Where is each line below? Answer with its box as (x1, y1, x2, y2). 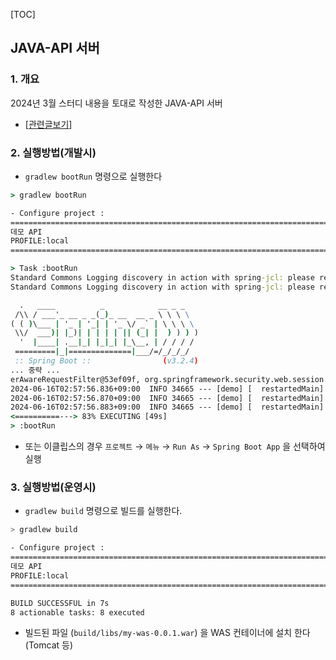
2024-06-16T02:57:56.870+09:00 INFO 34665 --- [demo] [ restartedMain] (10, 393, 325, 403)
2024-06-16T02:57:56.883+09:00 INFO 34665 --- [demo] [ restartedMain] (10, 402, 325, 413)
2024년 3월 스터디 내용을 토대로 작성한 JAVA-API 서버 (10, 97, 223, 109)
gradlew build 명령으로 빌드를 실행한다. (24, 505, 183, 517)
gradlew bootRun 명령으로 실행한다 (24, 170, 163, 182)
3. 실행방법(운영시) (10, 480, 97, 494)
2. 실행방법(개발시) (10, 145, 97, 159)
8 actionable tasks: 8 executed (10, 607, 145, 618)
